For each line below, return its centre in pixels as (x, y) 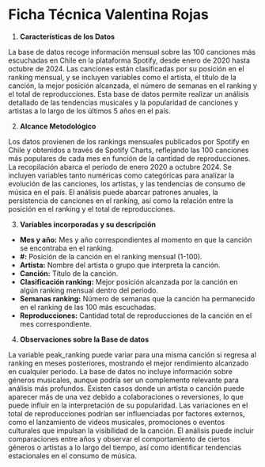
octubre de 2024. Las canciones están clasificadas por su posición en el (126, 68)
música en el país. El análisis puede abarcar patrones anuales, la (114, 192)
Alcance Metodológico (58, 126)
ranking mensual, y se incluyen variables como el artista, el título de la (122, 77)
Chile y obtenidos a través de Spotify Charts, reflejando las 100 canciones (129, 150)
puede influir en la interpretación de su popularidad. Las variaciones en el (128, 405)
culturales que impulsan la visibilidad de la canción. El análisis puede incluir (131, 431)
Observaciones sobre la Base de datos (84, 339)
